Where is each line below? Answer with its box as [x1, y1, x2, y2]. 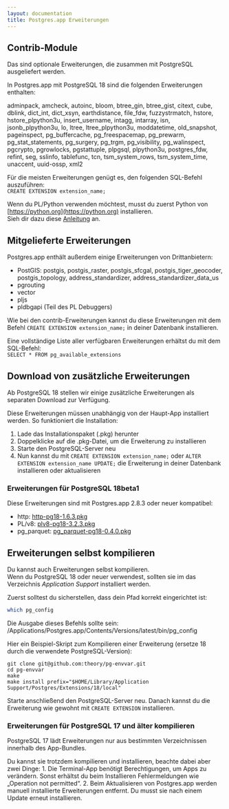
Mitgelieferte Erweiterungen [7, 235, 131, 246]
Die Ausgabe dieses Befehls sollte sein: [7, 619, 119, 627]
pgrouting [17, 281, 45, 289]
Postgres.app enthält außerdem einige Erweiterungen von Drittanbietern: [7, 253, 213, 262]
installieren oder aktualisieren [17, 466, 101, 474]
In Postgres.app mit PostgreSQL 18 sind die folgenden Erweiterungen [7, 81, 203, 90]
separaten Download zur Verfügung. [7, 395, 111, 403]
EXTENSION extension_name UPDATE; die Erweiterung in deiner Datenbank [17, 459, 221, 467]
